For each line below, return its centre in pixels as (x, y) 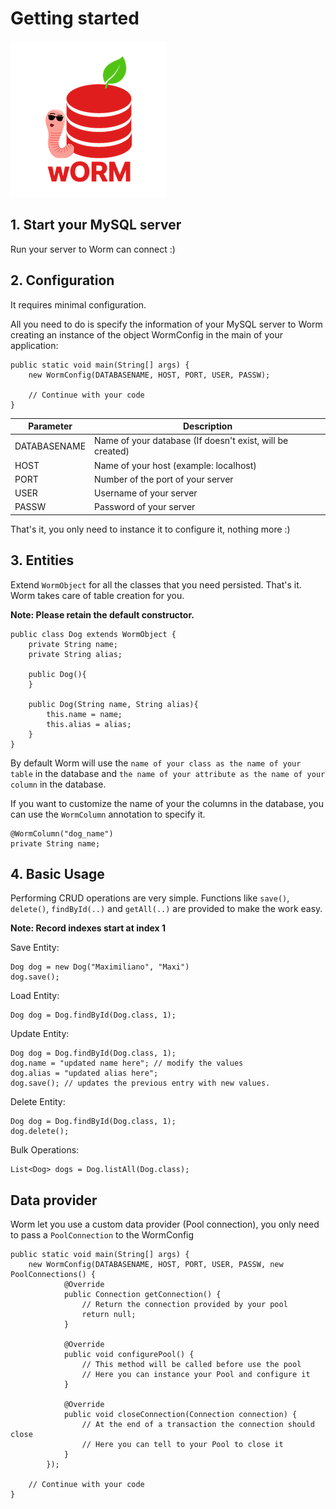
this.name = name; (84, 714)
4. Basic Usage (57, 874)
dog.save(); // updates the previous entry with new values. (140, 1083)
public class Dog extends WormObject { (93, 634)
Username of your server (146, 493)
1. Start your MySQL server (96, 225)
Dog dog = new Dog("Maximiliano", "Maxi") (100, 967)
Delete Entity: (38, 1102)
